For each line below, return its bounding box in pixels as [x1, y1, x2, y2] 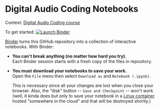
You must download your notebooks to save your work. [12, 67, 127, 74]
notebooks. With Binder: [5, 44, 54, 49]
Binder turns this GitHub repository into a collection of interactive [5, 38, 136, 44]
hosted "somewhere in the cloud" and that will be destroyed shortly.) [12, 98, 151, 104]
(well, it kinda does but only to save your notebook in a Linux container [12, 93, 155, 99]
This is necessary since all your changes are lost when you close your [12, 82, 154, 88]
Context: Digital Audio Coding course [5, 20, 80, 25]
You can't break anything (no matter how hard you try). [12, 53, 127, 59]
